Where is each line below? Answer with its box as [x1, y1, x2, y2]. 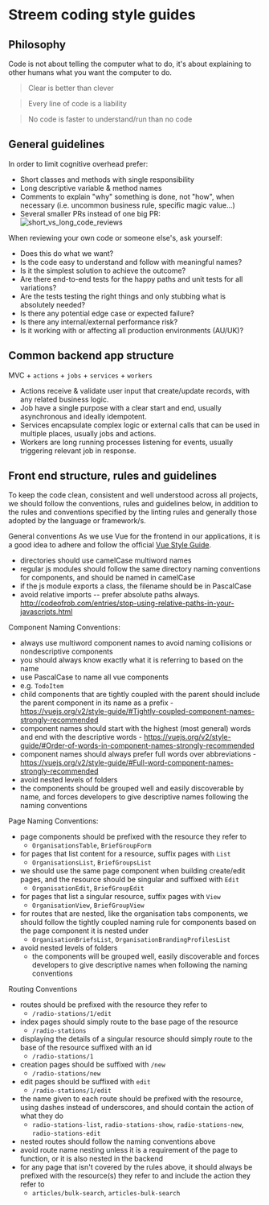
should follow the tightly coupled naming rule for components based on [19, 918, 257, 927]
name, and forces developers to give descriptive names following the [19, 792, 249, 802]
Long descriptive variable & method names [19, 183, 162, 192]
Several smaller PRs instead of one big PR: [19, 208, 161, 218]
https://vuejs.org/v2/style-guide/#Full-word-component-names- [19, 758, 234, 768]
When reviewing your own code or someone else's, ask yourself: [8, 233, 223, 242]
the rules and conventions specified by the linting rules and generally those [8, 507, 257, 517]
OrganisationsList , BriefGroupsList [31, 857, 152, 867]
